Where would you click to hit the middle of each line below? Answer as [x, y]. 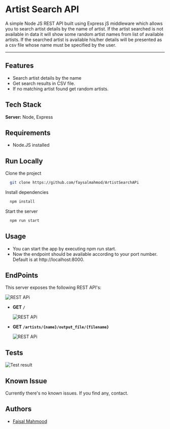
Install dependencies [27, 192]
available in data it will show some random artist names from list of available [84, 34]
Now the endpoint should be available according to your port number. [85, 254]
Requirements [28, 133]
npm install [23, 202]
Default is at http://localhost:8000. [48, 259]
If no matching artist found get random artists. [60, 89]
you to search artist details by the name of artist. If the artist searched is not [84, 28]
